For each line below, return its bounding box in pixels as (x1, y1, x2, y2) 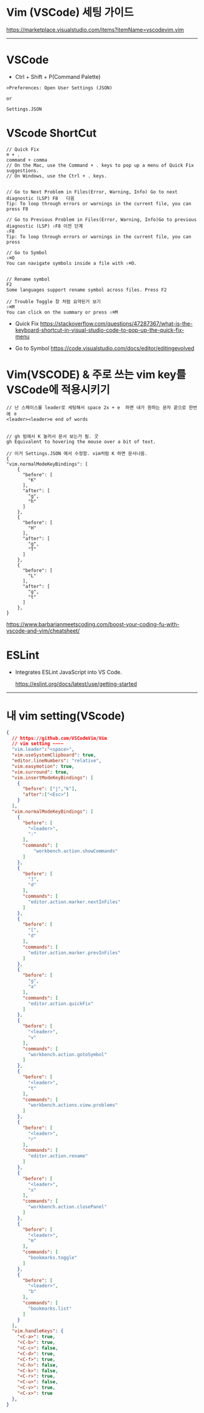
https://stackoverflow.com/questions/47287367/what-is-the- (40, 320, 193, 327)
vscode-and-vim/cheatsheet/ (6, 627, 80, 634)
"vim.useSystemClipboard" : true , (12, 752, 97, 758)
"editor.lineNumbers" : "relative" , (12, 758, 102, 764)
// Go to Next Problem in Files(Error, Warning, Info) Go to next (6, 189, 178, 195)
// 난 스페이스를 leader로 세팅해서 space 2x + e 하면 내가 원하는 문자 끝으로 (6, 405, 186, 411)
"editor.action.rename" (28, 1153, 88, 1159)
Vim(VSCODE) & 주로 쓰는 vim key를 (6, 368, 186, 381)
